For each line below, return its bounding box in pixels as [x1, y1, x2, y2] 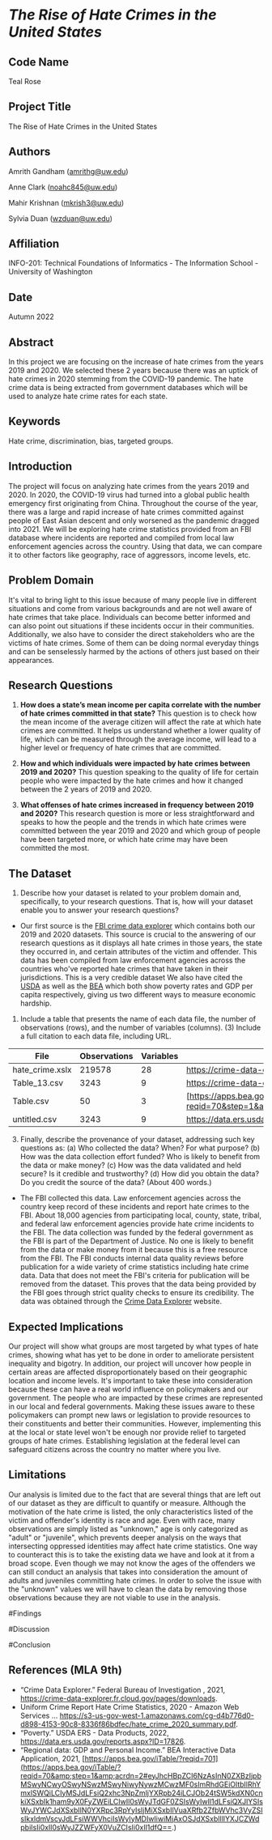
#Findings [8, 1608, 42, 1618]
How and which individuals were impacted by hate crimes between [19, 759, 251, 768]
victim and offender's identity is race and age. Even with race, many [8, 1515, 236, 1525]
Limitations [8, 1468, 66, 1482]
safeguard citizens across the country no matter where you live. [8, 1444, 221, 1454]
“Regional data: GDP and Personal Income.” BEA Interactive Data [19, 1744, 236, 1754]
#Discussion [8, 1624, 50, 1634]
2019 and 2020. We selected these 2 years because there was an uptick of [8, 366, 258, 376]
